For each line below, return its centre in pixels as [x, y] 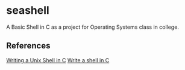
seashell [28, 10]
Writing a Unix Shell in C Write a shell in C [58, 60]
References [28, 46]
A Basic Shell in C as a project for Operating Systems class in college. [93, 27]
